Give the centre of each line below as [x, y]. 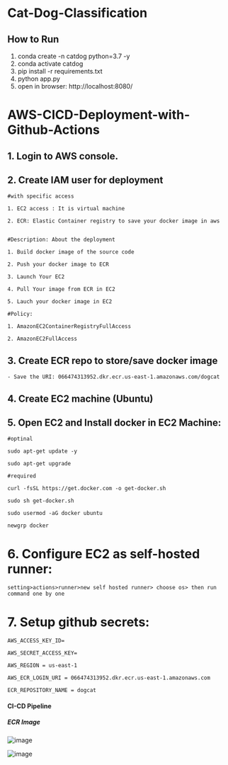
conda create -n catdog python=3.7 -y [74, 56]
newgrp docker [28, 526]
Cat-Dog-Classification [77, 13]
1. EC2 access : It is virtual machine [66, 209]
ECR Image [24, 722]
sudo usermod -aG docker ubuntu [55, 514]
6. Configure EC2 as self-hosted [104, 554]
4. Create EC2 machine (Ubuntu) [80, 398]
